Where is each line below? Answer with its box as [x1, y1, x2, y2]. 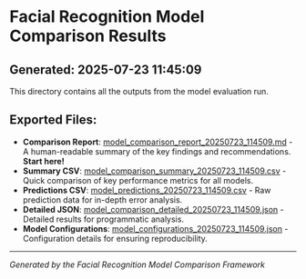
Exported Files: [9, 112, 97, 128]
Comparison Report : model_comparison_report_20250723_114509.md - [22, 136, 293, 147]
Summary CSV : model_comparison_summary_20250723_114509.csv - [22, 165, 287, 176]
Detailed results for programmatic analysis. [22, 214, 185, 224]
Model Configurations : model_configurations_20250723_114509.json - [22, 223, 289, 234]
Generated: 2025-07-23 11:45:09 [9, 62, 202, 77]
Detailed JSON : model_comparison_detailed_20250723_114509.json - [22, 204, 284, 214]
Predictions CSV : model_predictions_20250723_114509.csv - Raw [22, 184, 271, 195]
